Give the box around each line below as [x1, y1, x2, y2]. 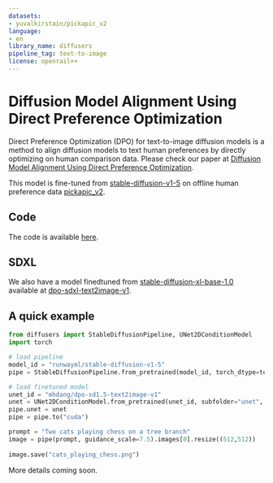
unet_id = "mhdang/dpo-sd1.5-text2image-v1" [8, 390, 162, 398]
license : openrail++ [8, 58, 79, 66]
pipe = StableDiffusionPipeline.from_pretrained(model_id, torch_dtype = [8, 368, 260, 376]
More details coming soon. [8, 465, 97, 475]
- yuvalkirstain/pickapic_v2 [8, 20, 107, 28]
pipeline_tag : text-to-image [8, 50, 107, 58]
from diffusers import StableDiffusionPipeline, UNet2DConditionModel [8, 331, 253, 339]
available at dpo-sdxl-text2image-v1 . [8, 285, 132, 295]
